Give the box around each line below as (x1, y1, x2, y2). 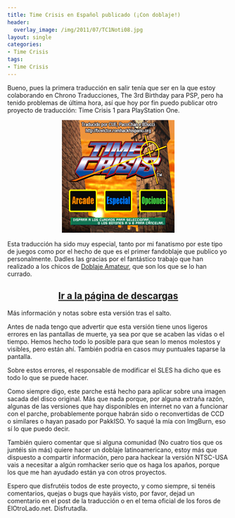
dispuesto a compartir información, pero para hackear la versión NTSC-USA (7, 453, 229, 461)
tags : (7, 56, 23, 63)
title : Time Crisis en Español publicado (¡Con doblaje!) (7, 11, 181, 18)
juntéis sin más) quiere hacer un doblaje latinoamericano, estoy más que (7, 446, 217, 454)
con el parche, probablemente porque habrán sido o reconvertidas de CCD (7, 409, 224, 418)
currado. (7, 270, 32, 278)
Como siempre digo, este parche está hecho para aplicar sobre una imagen (7, 387, 227, 396)
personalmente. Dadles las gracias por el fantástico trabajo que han (7, 254, 204, 263)
